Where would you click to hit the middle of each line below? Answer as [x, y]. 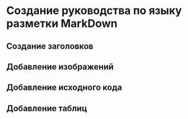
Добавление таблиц [47, 108]
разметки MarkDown [62, 23]
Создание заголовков [50, 46]
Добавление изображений [60, 67]
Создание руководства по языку [94, 11]
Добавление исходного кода [64, 88]
